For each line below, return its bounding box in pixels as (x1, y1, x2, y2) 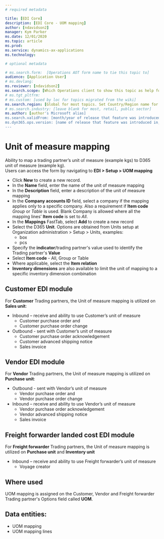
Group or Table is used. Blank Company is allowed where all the (12, 208, 141, 214)
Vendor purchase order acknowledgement (19, 406, 105, 412)
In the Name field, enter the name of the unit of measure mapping (12, 182, 145, 188)
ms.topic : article (5, 39, 42, 44)
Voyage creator (19, 464, 51, 470)
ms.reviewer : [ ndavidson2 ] (5, 84, 60, 89)
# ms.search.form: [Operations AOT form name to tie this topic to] (5, 70, 150, 75)
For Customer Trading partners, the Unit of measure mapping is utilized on (5, 298, 156, 304)
